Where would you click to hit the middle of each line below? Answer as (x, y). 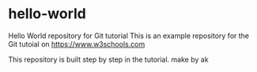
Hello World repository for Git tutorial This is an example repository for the (129, 36)
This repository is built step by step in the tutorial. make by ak (108, 59)
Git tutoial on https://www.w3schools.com (77, 44)
